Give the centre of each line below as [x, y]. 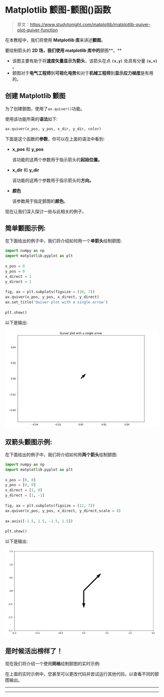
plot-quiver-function [37, 30]
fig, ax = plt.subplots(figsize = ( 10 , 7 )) [50, 292]
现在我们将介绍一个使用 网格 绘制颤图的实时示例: [53, 664]
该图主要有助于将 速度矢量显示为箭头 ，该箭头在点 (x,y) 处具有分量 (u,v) [85, 61]
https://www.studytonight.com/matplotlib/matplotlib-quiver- [90, 24]
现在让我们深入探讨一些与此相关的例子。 [46, 211]
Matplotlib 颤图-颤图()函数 [58, 10]
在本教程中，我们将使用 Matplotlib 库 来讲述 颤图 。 [55, 40]
